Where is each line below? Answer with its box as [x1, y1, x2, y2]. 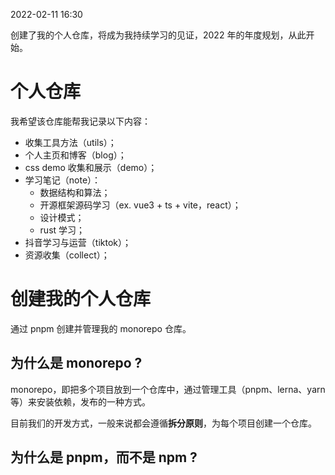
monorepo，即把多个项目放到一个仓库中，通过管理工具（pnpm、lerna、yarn [10, 383, 326, 395]
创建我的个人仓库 [10, 288, 152, 311]
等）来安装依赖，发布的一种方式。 [10, 395, 151, 408]
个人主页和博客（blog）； [24, 149, 127, 161]
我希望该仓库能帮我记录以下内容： [10, 115, 151, 127]
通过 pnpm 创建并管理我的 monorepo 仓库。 [10, 322, 192, 334]
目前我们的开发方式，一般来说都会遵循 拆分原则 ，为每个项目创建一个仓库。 [10, 417, 317, 429]
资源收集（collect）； [24, 249, 110, 261]
